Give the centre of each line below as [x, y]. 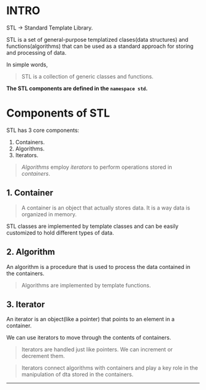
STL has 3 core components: [43, 130]
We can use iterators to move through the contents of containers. [89, 338]
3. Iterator [26, 304]
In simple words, [27, 64]
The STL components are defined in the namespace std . [77, 88]
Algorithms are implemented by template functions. [86, 285]
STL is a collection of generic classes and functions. [87, 76]
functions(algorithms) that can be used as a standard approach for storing [100, 46]
